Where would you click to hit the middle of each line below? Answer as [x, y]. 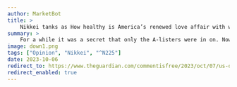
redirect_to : [26, 66]
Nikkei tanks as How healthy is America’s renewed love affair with [123, 27]
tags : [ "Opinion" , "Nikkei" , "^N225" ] [64, 53]
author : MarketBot [34, 14]
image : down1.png [33, 46]
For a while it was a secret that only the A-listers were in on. [120, 40]
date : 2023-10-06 [33, 60]
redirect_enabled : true [42, 72]
